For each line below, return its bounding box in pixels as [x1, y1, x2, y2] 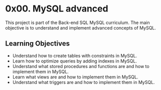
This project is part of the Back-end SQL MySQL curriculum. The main [5, 19, 150, 25]
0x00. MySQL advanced [5, 3, 109, 14]
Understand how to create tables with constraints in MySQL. [12, 52, 137, 58]
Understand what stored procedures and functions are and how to [12, 63, 149, 69]
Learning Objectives [5, 39, 70, 48]
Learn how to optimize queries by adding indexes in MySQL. [12, 58, 137, 64]
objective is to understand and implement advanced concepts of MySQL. [5, 24, 156, 30]
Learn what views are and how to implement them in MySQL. [12, 73, 138, 80]
